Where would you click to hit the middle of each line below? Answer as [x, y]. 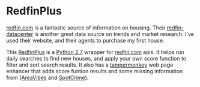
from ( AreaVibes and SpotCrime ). [47, 77]
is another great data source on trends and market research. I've [114, 34]
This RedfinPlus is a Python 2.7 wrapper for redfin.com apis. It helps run [95, 52]
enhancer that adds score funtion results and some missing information [95, 71]
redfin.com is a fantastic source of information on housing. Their [86, 28]
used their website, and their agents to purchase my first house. [85, 40]
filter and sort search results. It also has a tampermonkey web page [90, 65]
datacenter [20, 34]
